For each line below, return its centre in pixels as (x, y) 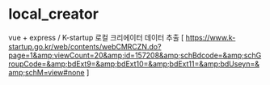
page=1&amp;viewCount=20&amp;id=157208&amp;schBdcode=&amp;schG (135, 55)
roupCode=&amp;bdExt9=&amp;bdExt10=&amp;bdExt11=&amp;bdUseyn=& (134, 64)
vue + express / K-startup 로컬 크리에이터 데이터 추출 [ (96, 37)
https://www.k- (211, 37)
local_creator (54, 14)
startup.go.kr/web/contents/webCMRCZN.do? (85, 46)
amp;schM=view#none (46, 72)
